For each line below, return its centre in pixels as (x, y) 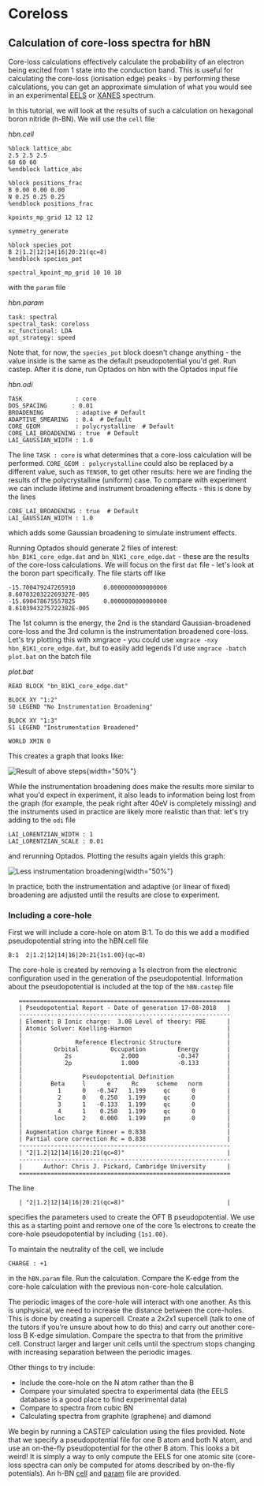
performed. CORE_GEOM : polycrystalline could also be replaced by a (121, 463)
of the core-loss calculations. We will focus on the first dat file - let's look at (131, 565)
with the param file (37, 287)
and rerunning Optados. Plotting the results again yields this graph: (117, 856)
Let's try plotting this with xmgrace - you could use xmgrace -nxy (113, 640)
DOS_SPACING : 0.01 (50, 406)
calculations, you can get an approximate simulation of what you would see (130, 87)
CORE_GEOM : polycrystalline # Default (91, 426)
